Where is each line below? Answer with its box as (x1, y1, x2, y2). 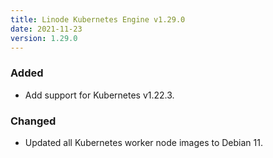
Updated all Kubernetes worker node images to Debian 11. (24, 136, 263, 148)
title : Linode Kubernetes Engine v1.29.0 (10, 14, 186, 25)
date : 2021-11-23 (10, 24, 83, 34)
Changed (10, 114, 57, 128)
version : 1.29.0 (10, 33, 78, 43)
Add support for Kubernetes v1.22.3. (24, 89, 175, 101)
